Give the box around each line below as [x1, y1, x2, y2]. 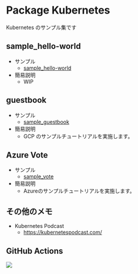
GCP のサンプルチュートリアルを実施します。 [23, 132, 133, 139]
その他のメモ [6, 206, 53, 216]
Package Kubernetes [6, 4, 110, 17]
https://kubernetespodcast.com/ [23, 229, 102, 236]
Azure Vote [6, 150, 48, 160]
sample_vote [23, 173, 54, 180]
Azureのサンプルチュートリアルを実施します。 [23, 187, 135, 195]
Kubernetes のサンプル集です [6, 24, 77, 31]
